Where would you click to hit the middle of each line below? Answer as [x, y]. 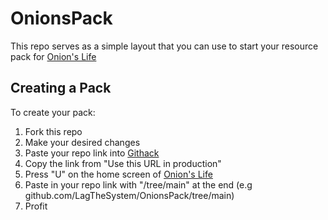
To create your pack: [53, 112]
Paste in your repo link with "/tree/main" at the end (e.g [138, 184]
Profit [36, 206]
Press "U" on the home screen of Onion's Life [118, 174]
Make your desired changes [82, 142]
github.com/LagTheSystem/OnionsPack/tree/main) [129, 195]
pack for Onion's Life [53, 56]
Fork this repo [53, 131]
